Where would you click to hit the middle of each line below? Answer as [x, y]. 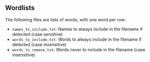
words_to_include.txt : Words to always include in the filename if [77, 39]
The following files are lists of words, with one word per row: [66, 19]
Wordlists [20, 8]
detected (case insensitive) [39, 44]
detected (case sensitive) [37, 34]
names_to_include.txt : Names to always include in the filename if [77, 29]
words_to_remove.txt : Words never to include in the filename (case [79, 49]
